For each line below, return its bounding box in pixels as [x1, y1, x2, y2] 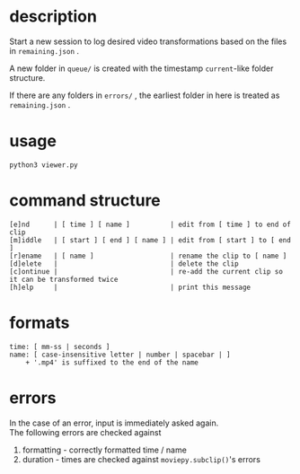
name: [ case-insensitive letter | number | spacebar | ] [9, 350, 231, 359]
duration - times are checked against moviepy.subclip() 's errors [22, 453, 260, 464]
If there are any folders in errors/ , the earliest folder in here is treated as [9, 90, 280, 101]
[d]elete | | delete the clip [9, 259, 240, 268]
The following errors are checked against [9, 426, 162, 437]
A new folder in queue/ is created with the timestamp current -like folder [9, 63, 274, 74]
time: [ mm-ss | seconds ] [9, 342, 110, 351]
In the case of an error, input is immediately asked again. [9, 417, 219, 428]
